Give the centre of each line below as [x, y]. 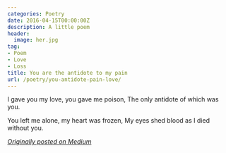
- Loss [17, 66]
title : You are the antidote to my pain [68, 73]
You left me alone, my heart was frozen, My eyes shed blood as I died [109, 121]
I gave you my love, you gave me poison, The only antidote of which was [113, 99]
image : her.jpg [36, 40]
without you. [25, 128]
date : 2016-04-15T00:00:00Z [49, 20]
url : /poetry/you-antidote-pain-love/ [64, 79]
